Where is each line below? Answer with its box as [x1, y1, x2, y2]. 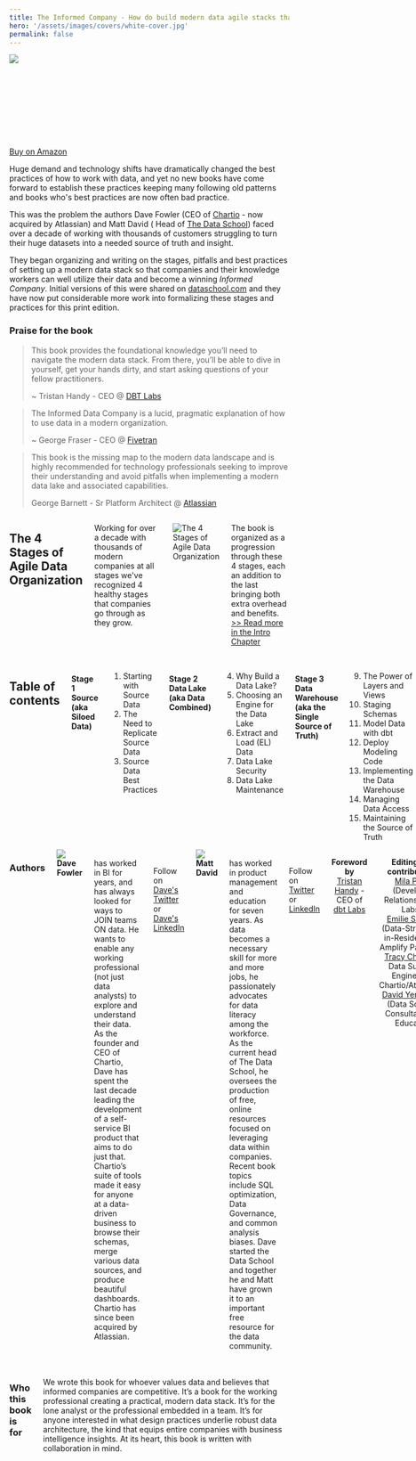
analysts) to [93, 990, 137, 1000]
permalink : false [9, 29, 74, 38]
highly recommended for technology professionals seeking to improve [30, 461, 289, 472]
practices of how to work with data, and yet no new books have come [9, 173, 265, 184]
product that [93, 1132, 140, 1143]
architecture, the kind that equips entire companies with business [43, 1424, 283, 1434]
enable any [93, 943, 135, 953]
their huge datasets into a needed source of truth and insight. [9, 238, 234, 249]
